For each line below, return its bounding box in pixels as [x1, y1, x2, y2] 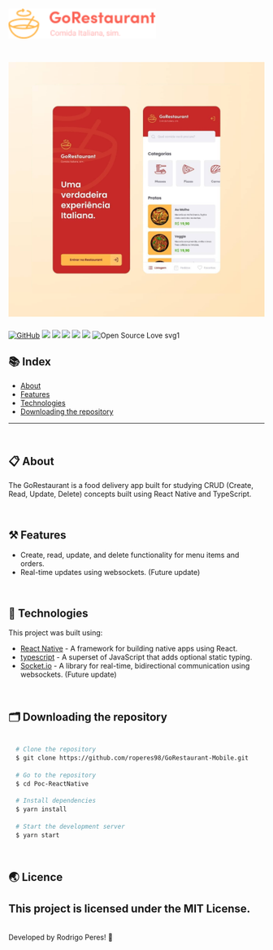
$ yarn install [15, 805, 67, 813]
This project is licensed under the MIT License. [8, 902, 251, 916]
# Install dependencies [15, 797, 96, 805]
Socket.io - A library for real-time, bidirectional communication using [19, 661, 250, 671]
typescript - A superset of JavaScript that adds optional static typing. [19, 652, 253, 662]
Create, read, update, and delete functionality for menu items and [19, 550, 240, 560]
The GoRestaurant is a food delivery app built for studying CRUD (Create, [8, 480, 253, 490]
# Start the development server [15, 822, 126, 830]
